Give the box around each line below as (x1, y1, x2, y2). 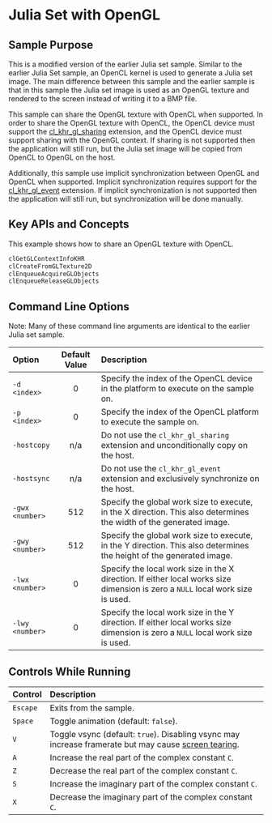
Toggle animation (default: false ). (49, 715, 178, 727)
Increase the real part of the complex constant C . (49, 752, 235, 763)
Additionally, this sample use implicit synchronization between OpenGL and (8, 168, 260, 177)
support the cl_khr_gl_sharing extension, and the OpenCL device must (8, 127, 243, 136)
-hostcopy (12, 441, 50, 450)
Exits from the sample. (49, 702, 135, 714)
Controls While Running (8, 664, 131, 678)
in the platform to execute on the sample (100, 383, 255, 394)
